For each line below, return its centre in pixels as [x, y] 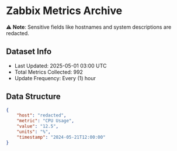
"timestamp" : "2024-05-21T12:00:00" [61, 137]
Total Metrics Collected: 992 [49, 72]
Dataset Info [29, 52]
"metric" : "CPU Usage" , [46, 121]
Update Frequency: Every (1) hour [55, 78]
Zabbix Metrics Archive [64, 11]
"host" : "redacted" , [41, 115]
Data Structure [34, 97]
